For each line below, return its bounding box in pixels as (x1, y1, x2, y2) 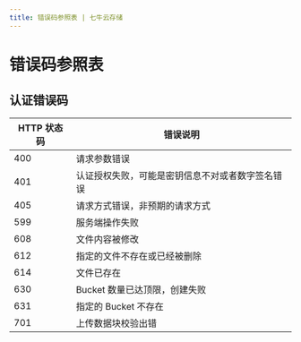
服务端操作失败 (75, 216, 139, 228)
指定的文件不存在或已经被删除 (75, 250, 202, 262)
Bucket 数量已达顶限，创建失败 (75, 283, 207, 295)
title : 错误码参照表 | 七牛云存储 (9, 13, 124, 22)
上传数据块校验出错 (75, 317, 157, 329)
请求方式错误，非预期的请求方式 (75, 199, 211, 211)
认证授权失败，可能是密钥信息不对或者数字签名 (75, 169, 273, 182)
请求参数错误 (75, 152, 130, 165)
